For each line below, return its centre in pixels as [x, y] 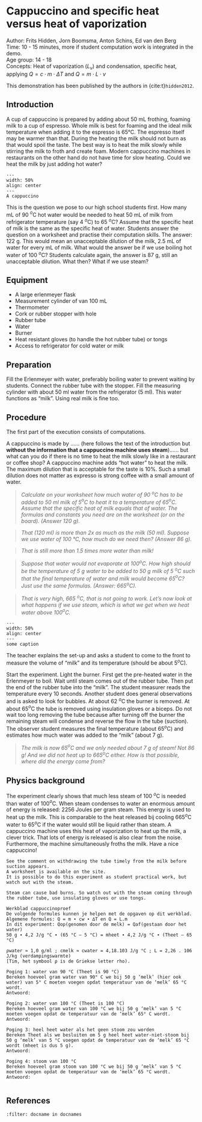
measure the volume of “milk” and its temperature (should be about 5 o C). [97, 662]
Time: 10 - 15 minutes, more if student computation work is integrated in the [100, 47]
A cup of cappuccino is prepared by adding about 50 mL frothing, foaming [98, 119]
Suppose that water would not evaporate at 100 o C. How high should [106, 563]
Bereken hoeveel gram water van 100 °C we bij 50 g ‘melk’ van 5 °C [94, 1009]
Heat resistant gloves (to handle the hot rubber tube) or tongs [91, 339]
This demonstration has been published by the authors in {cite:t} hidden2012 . [100, 85]
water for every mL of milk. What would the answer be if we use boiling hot [99, 247]
